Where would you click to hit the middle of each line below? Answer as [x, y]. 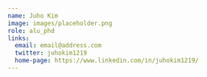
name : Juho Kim [33, 16]
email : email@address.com [58, 46]
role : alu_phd [31, 30]
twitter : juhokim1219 [51, 53]
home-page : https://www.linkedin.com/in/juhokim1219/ [107, 61]
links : [19, 38]
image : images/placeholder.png [60, 23]
